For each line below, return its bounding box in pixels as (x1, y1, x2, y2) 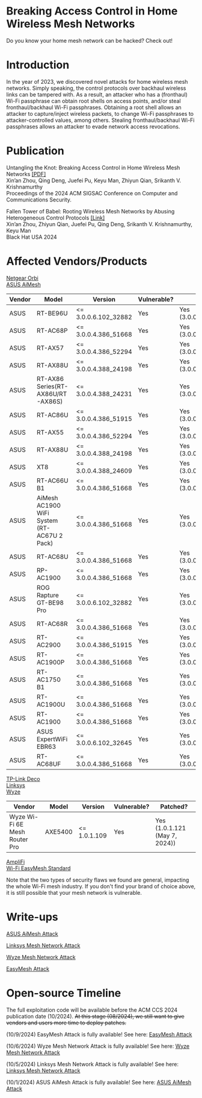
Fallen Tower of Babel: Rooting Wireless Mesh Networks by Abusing (6, 207, 175, 215)
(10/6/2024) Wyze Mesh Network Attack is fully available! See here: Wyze (6, 1042, 190, 1050)
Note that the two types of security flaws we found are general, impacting (6, 876, 189, 883)
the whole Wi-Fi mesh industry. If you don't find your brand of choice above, (6, 882, 196, 890)
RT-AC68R (36, 619, 68, 628)
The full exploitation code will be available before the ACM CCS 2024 (6, 1006, 178, 1014)
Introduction (6, 58, 70, 72)
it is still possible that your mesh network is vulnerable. (6, 889, 142, 896)
